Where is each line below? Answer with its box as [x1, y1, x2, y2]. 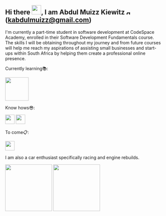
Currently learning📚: [5, 65, 48, 71]
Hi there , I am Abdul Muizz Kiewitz [5, 8, 125, 16]
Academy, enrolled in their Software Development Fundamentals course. [5, 34, 155, 40]
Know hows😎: [5, 105, 35, 110]
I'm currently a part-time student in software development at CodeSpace [5, 29, 155, 35]
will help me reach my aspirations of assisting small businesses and [5, 45, 144, 51]
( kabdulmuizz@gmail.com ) [5, 16, 92, 24]
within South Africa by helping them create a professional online [14, 50, 146, 56]
